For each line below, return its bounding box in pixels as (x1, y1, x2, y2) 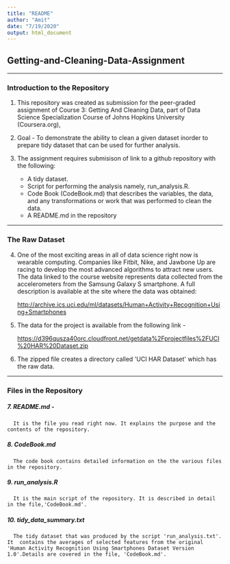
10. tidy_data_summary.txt (7, 516, 85, 524)
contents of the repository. (7, 426, 90, 433)
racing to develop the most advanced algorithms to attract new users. (16, 265, 214, 273)
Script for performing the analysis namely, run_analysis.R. (27, 183, 190, 191)
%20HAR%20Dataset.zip (16, 341, 89, 350)
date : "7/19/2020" (7, 23, 60, 30)
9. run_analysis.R (7, 478, 58, 486)
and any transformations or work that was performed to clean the (27, 197, 212, 205)
